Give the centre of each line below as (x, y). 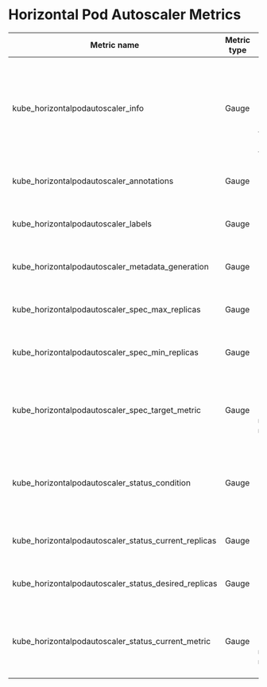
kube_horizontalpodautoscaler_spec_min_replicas (105, 352)
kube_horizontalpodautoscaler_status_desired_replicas (115, 583)
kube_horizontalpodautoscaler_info (78, 108)
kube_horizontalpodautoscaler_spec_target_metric (106, 410)
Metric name (115, 45)
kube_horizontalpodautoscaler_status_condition (101, 482)
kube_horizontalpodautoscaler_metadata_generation (110, 266)
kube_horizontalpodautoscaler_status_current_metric (112, 641)
